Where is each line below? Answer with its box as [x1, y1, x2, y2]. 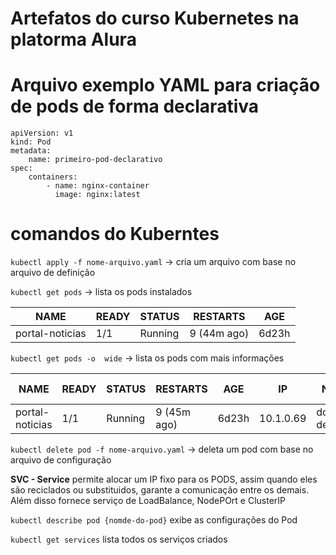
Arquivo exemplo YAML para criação [10, 74, 321, 97]
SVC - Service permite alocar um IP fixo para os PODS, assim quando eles [10, 473, 318, 486]
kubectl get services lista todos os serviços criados [10, 533, 228, 546]
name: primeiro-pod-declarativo [28, 155, 163, 165]
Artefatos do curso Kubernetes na [10, 7, 300, 30]
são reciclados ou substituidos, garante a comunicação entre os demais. [10, 484, 310, 496]
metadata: [10, 146, 52, 156]
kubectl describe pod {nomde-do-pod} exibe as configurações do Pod [10, 514, 298, 526]
